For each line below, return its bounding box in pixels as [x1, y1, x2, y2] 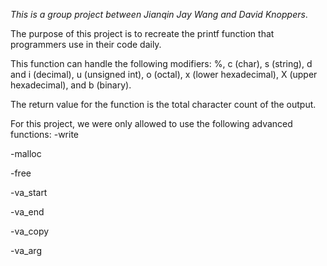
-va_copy [10, 225, 50, 237]
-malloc [10, 148, 42, 159]
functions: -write [10, 129, 80, 140]
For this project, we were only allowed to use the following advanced [10, 118, 293, 129]
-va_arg [10, 245, 42, 256]
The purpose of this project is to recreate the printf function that [10, 28, 275, 39]
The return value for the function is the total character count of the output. [10, 99, 317, 110]
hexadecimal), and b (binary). [10, 79, 132, 91]
